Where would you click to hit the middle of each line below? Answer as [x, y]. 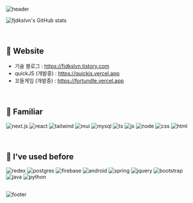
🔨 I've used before [40, 157]
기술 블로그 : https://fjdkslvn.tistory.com [62, 66]
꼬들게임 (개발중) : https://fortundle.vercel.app [69, 80]
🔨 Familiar [24, 112]
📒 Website [25, 51]
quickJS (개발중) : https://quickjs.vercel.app [67, 73]
